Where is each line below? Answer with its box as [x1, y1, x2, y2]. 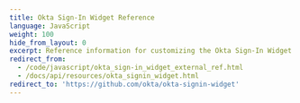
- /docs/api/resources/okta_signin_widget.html [17, 72, 200, 81]
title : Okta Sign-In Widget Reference [9, 13, 155, 22]
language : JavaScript [9, 21, 91, 30]
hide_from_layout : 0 [9, 38, 87, 47]
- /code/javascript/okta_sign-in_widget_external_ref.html [17, 64, 244, 73]
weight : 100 [9, 30, 54, 39]
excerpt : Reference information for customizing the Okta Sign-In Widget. [9, 47, 296, 56]
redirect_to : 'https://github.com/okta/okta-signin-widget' [9, 80, 241, 89]
